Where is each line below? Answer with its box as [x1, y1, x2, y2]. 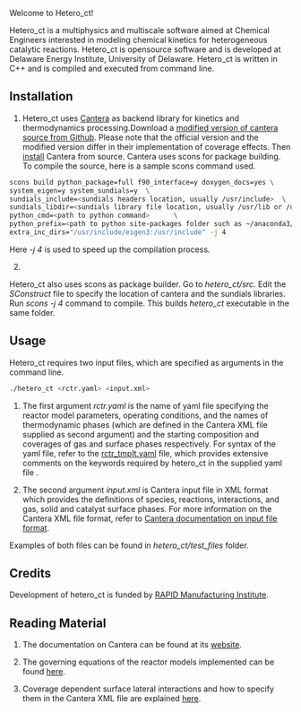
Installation [9, 89, 73, 104]
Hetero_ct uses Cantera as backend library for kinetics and [21, 112, 240, 124]
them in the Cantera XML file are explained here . [21, 693, 202, 704]
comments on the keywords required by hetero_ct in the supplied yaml [21, 457, 282, 468]
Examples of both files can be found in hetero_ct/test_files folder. [9, 540, 249, 551]
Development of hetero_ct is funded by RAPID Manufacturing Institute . [9, 589, 269, 600]
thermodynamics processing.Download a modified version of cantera [21, 122, 279, 133]
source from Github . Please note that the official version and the [21, 132, 259, 143]
